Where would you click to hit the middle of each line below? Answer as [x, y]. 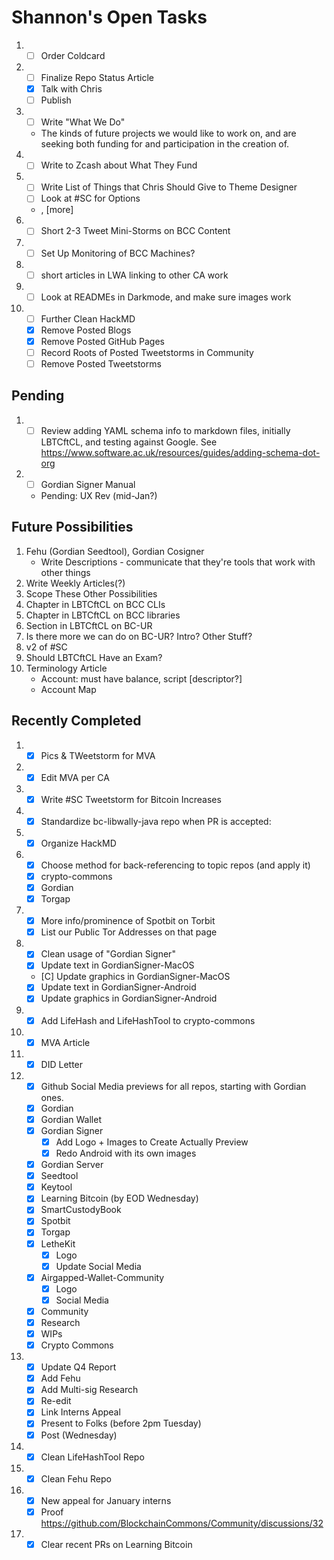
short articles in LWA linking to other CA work [134, 275]
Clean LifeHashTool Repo [92, 1457]
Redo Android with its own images [126, 1153]
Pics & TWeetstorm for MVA [98, 755]
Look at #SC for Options [90, 198]
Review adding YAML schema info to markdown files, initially [165, 430]
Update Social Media [98, 1266]
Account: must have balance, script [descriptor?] [141, 678]
